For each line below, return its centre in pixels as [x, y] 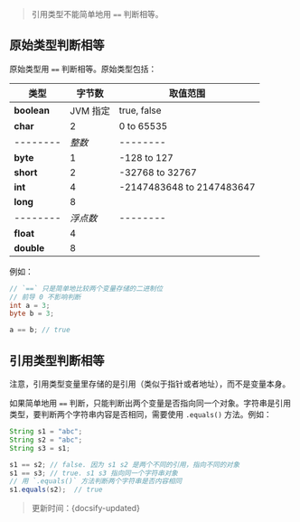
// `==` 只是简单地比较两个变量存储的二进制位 [86, 288]
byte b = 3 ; [32, 314]
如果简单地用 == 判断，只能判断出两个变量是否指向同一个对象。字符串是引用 [150, 403]
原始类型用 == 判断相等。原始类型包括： [83, 69]
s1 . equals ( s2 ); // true [56, 490]
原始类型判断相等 [57, 46]
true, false [140, 110]
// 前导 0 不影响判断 [45, 297]
